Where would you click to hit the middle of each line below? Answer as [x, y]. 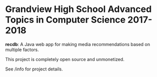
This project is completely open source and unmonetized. [65, 59]
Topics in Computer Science [65, 20]
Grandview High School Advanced [78, 9]
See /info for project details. [34, 69]
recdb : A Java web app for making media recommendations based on [78, 44]
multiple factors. [22, 49]
